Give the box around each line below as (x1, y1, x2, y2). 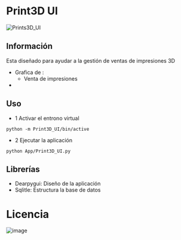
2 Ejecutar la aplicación (14, 136, 73, 144)
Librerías (6, 164, 40, 174)
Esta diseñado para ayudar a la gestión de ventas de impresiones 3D (6, 57, 175, 64)
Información (6, 41, 53, 51)
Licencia (6, 207, 50, 221)
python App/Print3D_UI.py (6, 148, 70, 154)
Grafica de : (14, 69, 44, 76)
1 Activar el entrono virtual (14, 115, 79, 122)
